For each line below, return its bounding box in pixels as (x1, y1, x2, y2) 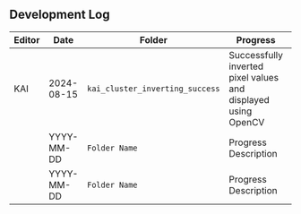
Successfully (228, 48, 284, 61)
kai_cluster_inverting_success (86, 83, 221, 93)
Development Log (9, 7, 110, 22)
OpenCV (228, 116, 265, 128)
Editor (13, 33, 40, 46)
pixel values (228, 71, 279, 83)
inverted (228, 60, 264, 73)
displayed (228, 93, 271, 106)
